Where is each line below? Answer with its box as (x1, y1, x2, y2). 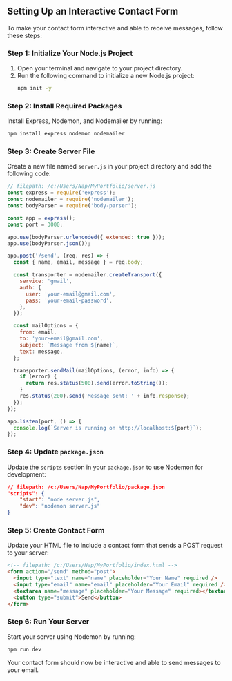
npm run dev (7, 646, 41, 653)
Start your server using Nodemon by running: (7, 632, 136, 641)
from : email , (19, 329, 57, 336)
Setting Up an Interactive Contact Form (7, 6, 179, 17)
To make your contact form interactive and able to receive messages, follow (7, 23, 223, 32)
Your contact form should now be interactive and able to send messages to (7, 658, 221, 666)
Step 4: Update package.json (7, 447, 104, 457)
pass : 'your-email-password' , (25, 297, 113, 304)
